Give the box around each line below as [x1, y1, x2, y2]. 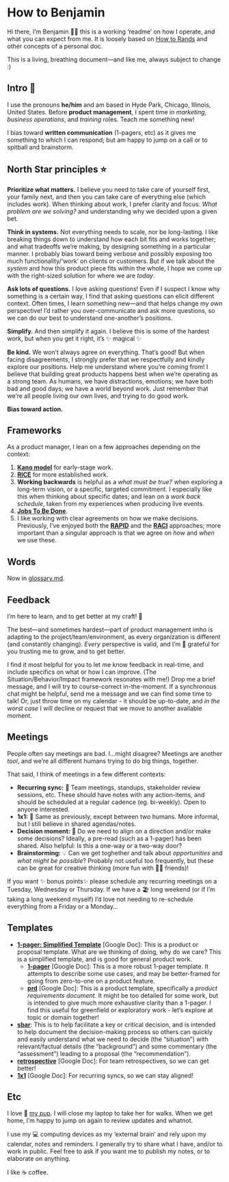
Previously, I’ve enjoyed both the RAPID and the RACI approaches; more [16, 522, 221, 530]
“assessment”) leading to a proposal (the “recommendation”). [16, 1049, 191, 1057]
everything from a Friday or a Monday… [7, 902, 118, 910]
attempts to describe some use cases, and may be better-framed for [27, 969, 221, 977]
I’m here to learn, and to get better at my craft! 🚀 [7, 612, 143, 620]
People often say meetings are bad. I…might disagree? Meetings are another [7, 749, 223, 757]
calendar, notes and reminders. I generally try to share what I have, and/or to [7, 1140, 223, 1148]
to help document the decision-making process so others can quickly [16, 1027, 213, 1035]
